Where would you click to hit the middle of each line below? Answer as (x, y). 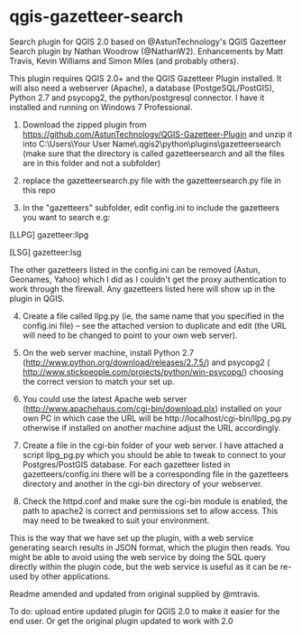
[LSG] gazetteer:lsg (46, 252)
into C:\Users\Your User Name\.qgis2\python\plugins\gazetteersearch (151, 144)
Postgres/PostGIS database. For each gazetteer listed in (126, 464)
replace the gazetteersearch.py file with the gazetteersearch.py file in (151, 180)
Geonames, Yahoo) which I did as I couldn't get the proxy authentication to (148, 279)
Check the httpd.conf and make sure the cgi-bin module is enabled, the (155, 501)
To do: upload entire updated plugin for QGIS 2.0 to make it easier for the (145, 611)
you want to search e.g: (66, 217)
